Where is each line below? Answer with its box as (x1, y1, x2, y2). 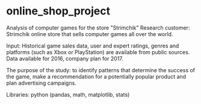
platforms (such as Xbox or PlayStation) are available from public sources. (6, 48, 190, 55)
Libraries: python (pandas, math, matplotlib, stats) (6, 91, 130, 98)
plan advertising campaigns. (6, 79, 76, 87)
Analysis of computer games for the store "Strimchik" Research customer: (6, 24, 190, 31)
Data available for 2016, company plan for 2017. (6, 55, 123, 62)
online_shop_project (6, 4, 110, 18)
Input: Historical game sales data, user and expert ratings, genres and (6, 42, 179, 49)
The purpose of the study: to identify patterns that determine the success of (6, 66, 196, 73)
